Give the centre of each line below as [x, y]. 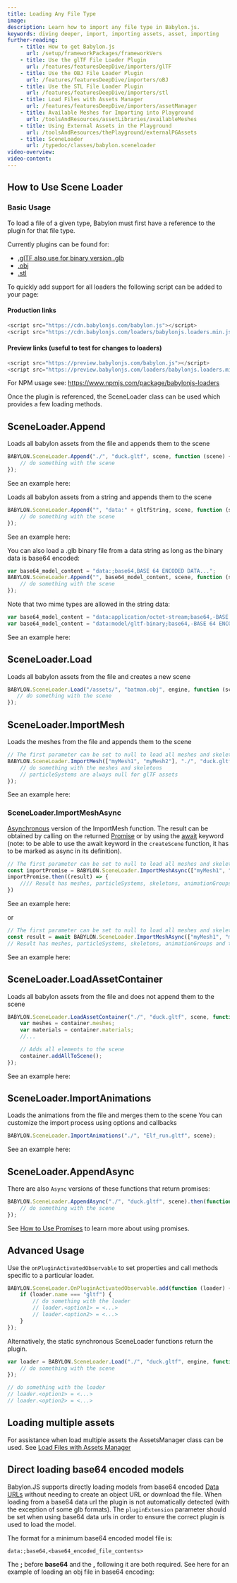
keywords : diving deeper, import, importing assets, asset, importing [113, 34]
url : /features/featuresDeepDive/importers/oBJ [97, 80]
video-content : [30, 159]
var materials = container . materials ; [77, 1030]
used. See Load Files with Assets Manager [69, 1447]
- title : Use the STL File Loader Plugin [81, 86]
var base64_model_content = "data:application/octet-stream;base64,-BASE [118, 617]
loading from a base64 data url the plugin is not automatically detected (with [119, 1502]
